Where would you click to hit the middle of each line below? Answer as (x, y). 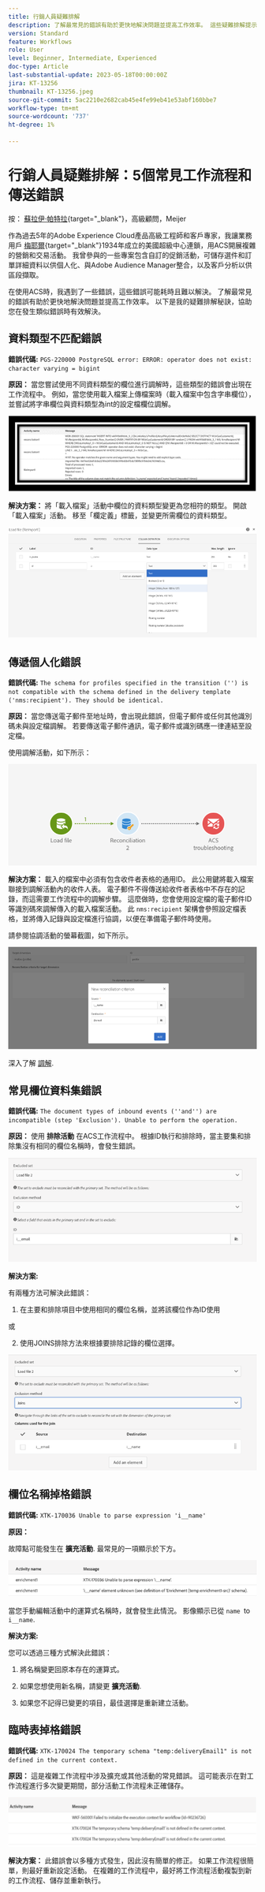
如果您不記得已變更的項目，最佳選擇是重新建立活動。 (106, 1703)
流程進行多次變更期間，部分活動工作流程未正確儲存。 (101, 1786)
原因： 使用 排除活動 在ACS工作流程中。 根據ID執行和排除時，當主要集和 (126, 1136)
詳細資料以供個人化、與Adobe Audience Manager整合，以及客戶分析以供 (133, 265)
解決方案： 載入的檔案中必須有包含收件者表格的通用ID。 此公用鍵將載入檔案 (131, 879)
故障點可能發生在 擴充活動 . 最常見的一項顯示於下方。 (94, 1548)
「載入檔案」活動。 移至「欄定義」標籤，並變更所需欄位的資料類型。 (119, 515)
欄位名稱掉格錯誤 (50, 1495)
